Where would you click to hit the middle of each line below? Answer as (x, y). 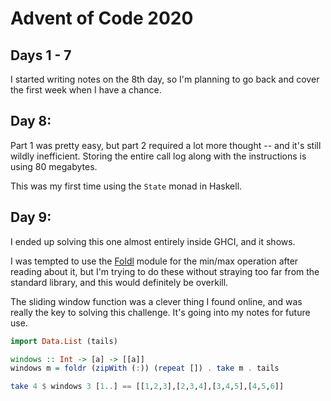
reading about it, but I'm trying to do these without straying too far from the (165, 271)
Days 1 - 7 (41, 55)
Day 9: (31, 217)
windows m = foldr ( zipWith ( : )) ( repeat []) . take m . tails (145, 368)
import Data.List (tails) (64, 341)
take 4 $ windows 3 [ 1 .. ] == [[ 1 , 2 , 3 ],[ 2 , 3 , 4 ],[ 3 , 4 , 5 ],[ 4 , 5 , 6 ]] (147, 387)
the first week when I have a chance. (86, 90)
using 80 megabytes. (54, 166)
